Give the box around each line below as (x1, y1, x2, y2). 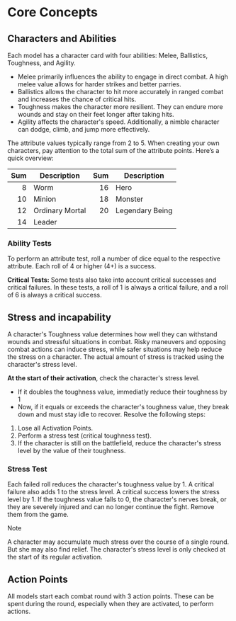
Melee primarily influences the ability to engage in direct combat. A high (17, 72, 228, 81)
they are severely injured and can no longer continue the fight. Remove (7, 503, 215, 511)
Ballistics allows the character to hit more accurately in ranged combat (17, 88, 224, 96)
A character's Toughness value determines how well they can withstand (7, 330, 218, 338)
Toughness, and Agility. (7, 59, 76, 67)
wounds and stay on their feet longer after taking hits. (17, 110, 175, 118)
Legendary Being (116, 206, 173, 215)
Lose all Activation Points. (17, 424, 94, 433)
